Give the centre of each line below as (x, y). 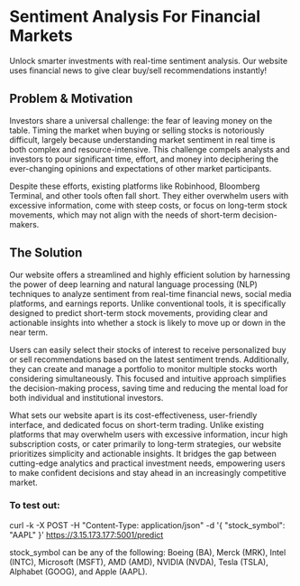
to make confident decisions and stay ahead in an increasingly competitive (148, 472)
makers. (24, 224)
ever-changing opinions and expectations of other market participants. (141, 168)
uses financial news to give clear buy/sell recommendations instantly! (138, 70)
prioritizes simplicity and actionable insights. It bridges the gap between (143, 453)
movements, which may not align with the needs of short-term (125, 215)
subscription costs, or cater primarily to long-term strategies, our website (145, 443)
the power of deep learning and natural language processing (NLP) (134, 284)
